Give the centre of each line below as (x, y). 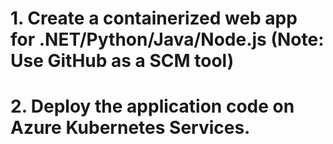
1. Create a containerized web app (154, 18)
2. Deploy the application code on (152, 106)
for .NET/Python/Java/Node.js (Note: (167, 39)
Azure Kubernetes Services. (130, 128)
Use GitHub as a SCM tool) (122, 61)
